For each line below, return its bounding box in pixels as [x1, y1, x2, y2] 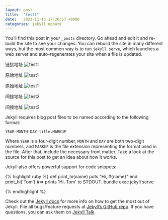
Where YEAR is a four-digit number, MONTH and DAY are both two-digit [5, 138, 144, 144]
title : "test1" [5, 12, 39, 17]
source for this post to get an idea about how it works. [5, 154, 117, 160]
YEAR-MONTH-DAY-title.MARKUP [5, 129, 66, 135]
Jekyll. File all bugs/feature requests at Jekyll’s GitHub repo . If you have [5, 204, 154, 210]
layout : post [5, 7, 33, 13]
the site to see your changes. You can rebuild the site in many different [17, 41, 163, 47]
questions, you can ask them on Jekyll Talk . [5, 209, 96, 215]
